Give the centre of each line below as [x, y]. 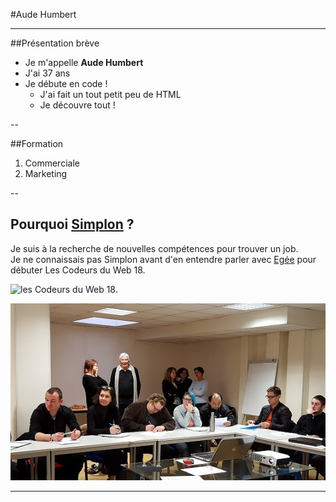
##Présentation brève [55, 43]
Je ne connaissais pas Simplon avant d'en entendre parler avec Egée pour [163, 259]
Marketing [46, 173]
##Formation [37, 143]
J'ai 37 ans [47, 73]
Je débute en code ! [66, 83]
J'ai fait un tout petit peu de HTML [110, 94]
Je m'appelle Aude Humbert [84, 62]
